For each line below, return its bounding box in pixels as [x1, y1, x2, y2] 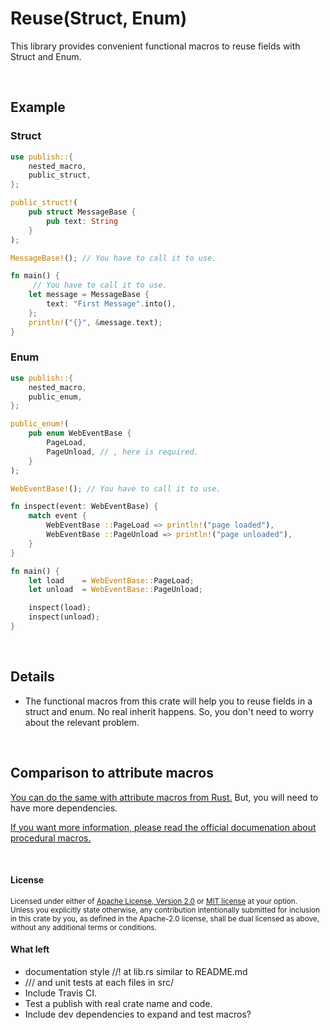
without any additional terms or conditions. [10, 922, 157, 932]
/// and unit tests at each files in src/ [24, 976, 175, 988]
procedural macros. [10, 832, 92, 844]
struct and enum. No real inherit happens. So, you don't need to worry [24, 705, 315, 717]
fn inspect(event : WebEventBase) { [10, 502, 159, 512]
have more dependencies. [10, 802, 118, 814]
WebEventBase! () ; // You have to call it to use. [10, 483, 222, 494]
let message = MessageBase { [28, 290, 150, 300]
